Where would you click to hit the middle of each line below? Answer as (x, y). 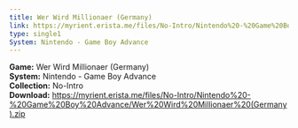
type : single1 (35, 34)
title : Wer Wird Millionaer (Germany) (81, 17)
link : (19, 26)
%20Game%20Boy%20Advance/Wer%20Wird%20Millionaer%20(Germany (148, 105)
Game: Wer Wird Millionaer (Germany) (79, 67)
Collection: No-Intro (47, 86)
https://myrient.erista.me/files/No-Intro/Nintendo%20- (151, 95)
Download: (30, 95)
